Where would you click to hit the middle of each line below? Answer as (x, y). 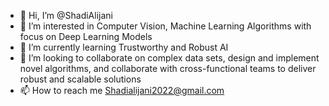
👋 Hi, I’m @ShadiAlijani (66, 15)
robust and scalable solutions (80, 79)
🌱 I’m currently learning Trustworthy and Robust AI (124, 47)
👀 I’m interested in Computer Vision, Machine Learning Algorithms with (165, 26)
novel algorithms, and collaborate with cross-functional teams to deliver (168, 68)
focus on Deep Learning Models (86, 36)
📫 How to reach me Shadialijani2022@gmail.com (122, 90)
